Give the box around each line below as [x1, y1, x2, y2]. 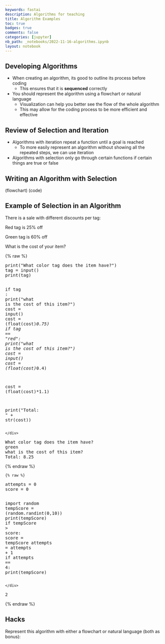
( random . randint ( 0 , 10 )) [5, 510, 63, 516]
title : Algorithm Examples [5, 16, 61, 21]
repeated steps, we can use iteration [19, 150, 94, 156]
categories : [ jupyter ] [5, 35, 52, 40]
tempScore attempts [5, 540, 52, 545]
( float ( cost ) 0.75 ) [5, 321, 50, 327]
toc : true [5, 21, 26, 26]
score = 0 [5, 486, 29, 492]
